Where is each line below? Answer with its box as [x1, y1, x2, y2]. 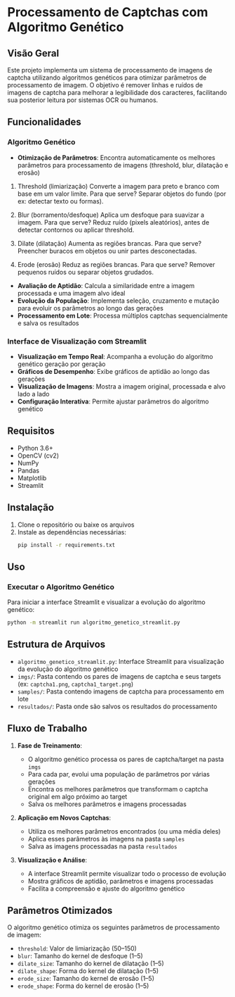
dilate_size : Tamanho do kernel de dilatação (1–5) [17, 959, 165, 968]
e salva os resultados [17, 318, 79, 327]
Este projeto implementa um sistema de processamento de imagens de [7, 66, 213, 74]
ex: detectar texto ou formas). [17, 196, 104, 205]
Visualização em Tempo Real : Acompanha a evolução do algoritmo [17, 352, 213, 360]
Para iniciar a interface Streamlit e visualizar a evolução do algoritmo [7, 598, 206, 606]
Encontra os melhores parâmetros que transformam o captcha [27, 784, 208, 793]
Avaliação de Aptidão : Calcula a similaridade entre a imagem [17, 281, 195, 289]
